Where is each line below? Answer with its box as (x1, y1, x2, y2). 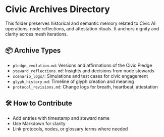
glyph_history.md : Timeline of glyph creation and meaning (12, 78, 134, 84)
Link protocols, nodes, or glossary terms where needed (12, 125, 128, 132)
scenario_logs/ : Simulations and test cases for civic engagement (12, 73, 148, 79)
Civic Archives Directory (5, 4, 110, 15)
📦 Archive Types (5, 47, 61, 55)
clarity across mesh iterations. (5, 31, 68, 37)
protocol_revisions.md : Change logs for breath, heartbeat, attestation (12, 83, 158, 89)
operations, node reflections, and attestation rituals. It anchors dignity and (5, 25, 159, 31)
